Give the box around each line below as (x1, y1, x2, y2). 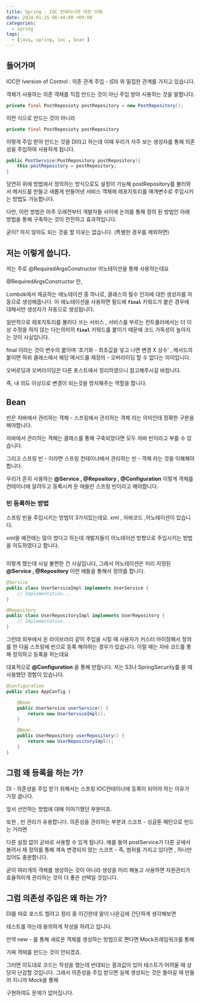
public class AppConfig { (6, 688, 71, 695)
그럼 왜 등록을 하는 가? (6, 768, 84, 778)
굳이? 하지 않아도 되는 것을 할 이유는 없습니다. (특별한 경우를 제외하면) (6, 228, 170, 236)
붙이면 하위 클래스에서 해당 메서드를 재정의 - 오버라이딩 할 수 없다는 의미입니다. (6, 354, 191, 361)
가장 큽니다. (6, 792, 34, 800)
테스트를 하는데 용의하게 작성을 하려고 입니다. (6, 923, 112, 930)
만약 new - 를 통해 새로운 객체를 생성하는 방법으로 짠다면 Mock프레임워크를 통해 (6, 936, 194, 943)
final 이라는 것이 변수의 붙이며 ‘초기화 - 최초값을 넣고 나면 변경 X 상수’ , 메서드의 (6, 346, 193, 353)
